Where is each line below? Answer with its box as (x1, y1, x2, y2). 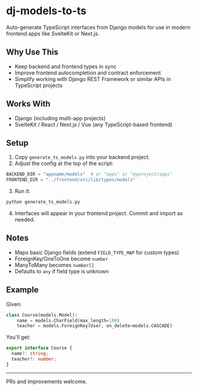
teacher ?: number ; (11, 356, 57, 362)
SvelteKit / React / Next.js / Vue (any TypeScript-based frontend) (14, 121, 173, 128)
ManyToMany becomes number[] (14, 261, 94, 269)
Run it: (14, 188, 31, 195)
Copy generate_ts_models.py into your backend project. (14, 154, 150, 161)
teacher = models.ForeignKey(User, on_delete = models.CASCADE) (16, 323, 173, 329)
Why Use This (6, 47, 59, 57)
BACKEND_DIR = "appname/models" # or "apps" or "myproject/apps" (6, 172, 173, 177)
